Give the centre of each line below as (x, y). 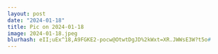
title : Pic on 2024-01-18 (45, 27)
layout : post (27, 14)
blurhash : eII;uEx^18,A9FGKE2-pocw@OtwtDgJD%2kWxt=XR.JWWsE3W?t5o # (109, 40)
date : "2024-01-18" (36, 20)
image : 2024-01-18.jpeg (43, 33)
